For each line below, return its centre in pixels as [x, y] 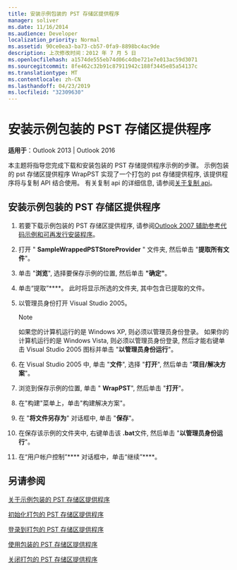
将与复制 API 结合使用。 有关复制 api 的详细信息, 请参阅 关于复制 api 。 [115, 183]
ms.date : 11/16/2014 [38, 27]
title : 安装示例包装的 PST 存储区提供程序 [64, 14]
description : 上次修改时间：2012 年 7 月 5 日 [72, 54]
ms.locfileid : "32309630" [46, 92]
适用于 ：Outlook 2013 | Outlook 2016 [62, 150]
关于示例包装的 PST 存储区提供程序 [59, 499]
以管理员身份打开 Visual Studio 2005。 [74, 303]
